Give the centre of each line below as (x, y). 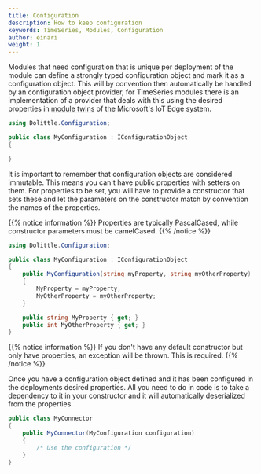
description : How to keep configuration (75, 23)
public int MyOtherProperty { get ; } (84, 325)
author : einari (33, 37)
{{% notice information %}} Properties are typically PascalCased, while (123, 222)
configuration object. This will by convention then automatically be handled (130, 84)
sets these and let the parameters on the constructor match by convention (129, 199)
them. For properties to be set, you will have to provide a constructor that (127, 190)
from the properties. (40, 404)
